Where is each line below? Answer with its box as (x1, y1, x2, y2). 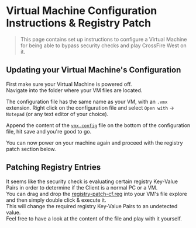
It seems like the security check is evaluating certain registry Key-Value (6, 178, 178, 185)
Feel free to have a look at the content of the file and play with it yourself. (6, 215, 183, 222)
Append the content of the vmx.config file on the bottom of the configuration (6, 121, 191, 129)
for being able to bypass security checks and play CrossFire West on (20, 42, 187, 49)
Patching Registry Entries (6, 162, 101, 173)
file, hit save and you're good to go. (6, 128, 92, 135)
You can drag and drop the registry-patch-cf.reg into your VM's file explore (6, 190, 187, 197)
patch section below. (6, 145, 57, 152)
